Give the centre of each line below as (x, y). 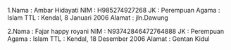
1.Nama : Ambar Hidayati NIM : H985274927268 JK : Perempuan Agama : (114, 10)
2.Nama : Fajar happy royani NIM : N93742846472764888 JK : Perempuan (115, 31)
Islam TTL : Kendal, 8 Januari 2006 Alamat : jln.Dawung (88, 18)
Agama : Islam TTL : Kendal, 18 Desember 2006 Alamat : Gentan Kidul (108, 39)
